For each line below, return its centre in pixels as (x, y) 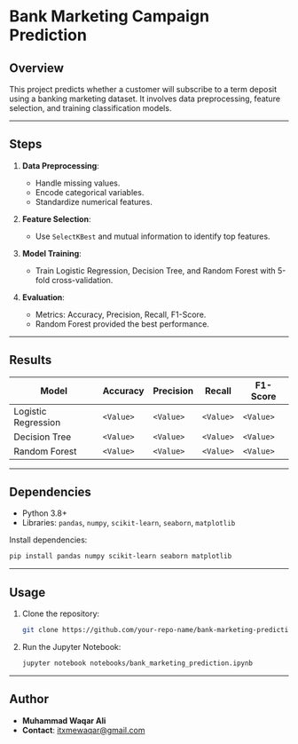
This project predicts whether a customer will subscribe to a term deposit (143, 89)
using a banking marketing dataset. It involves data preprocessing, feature (145, 99)
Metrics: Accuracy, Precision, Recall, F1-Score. (121, 314)
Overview (37, 68)
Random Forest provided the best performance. (122, 324)
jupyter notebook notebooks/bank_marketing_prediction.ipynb (137, 663)
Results (31, 360)
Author (29, 699)
